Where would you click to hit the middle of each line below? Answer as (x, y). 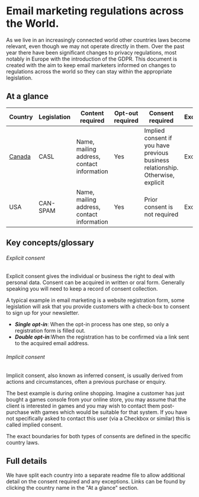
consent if (158, 138)
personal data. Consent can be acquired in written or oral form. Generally (95, 282)
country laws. (23, 442)
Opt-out (126, 113)
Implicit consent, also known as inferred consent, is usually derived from (94, 375)
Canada (20, 157)
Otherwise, (159, 175)
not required (161, 214)
